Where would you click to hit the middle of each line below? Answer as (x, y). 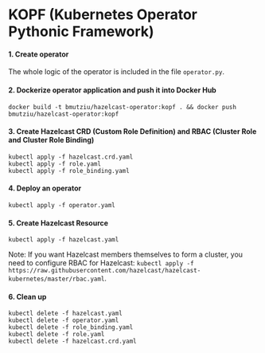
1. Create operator (39, 54)
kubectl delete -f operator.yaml (64, 320)
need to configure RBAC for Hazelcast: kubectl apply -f (101, 263)
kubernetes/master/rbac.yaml (57, 279)
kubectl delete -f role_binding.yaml (71, 328)
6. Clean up (27, 296)
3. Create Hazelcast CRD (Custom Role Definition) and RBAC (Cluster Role (132, 131)
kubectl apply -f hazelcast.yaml (64, 240)
